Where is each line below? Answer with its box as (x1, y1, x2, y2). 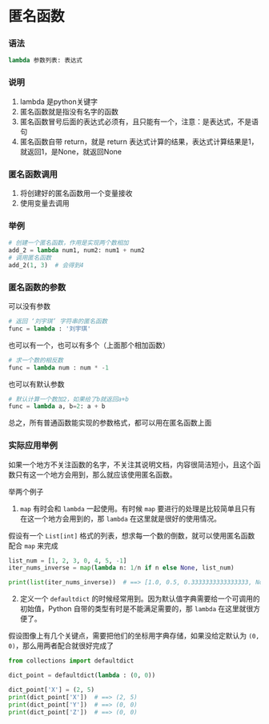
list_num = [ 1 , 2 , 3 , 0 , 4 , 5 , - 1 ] (8, 557, 127, 565)
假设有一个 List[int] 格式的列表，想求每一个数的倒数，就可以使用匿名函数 (8, 530, 255, 540)
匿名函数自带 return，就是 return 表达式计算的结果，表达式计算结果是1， (19, 137, 259, 146)
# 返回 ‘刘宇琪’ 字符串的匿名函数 (8, 318, 108, 326)
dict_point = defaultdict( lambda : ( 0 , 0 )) (8, 671, 156, 680)
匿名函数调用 (8, 169, 58, 180)
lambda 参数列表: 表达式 (8, 57, 82, 65)
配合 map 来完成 (8, 541, 58, 550)
